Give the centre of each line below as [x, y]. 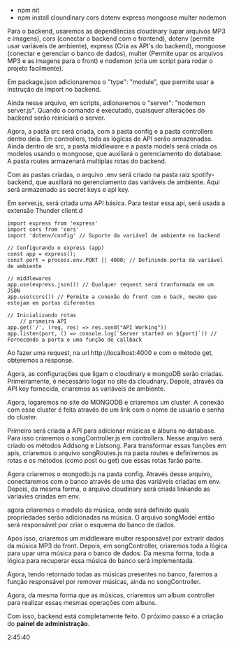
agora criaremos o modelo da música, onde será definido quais [98, 510]
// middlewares [29, 279]
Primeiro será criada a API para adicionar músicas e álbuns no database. [112, 431]
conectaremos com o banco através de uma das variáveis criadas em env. [114, 481]
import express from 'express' [53, 223]
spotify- [203, 175]
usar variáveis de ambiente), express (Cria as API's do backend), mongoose [116, 46]
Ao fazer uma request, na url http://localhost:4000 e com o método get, [110, 353]
